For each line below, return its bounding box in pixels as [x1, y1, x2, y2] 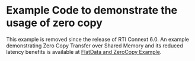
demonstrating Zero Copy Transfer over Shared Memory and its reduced [6, 42, 184, 49]
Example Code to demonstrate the [6, 4, 178, 17]
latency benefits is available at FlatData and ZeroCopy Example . [6, 48, 162, 55]
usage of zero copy [6, 16, 103, 30]
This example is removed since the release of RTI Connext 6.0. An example [6, 36, 190, 43]
